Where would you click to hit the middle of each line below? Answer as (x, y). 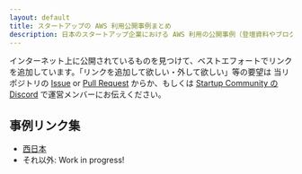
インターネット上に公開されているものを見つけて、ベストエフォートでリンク (151, 61)
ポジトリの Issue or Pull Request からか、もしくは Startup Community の (144, 83)
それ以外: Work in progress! (73, 160)
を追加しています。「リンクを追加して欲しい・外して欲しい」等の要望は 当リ (150, 72)
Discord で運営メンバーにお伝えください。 (88, 94)
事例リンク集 (45, 125)
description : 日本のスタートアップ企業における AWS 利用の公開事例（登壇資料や (142, 34)
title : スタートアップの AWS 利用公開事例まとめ (91, 26)
